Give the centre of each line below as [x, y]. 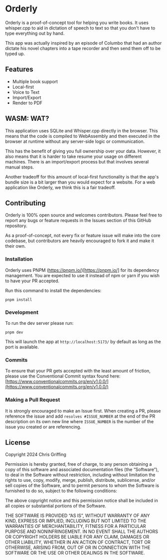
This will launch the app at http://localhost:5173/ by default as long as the [83, 341]
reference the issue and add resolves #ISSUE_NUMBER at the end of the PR [80, 416]
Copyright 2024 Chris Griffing [36, 455]
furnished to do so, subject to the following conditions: [61, 491]
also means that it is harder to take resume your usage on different [74, 156]
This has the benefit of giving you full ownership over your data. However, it [83, 151]
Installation [19, 259]
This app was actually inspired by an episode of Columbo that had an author [83, 43]
